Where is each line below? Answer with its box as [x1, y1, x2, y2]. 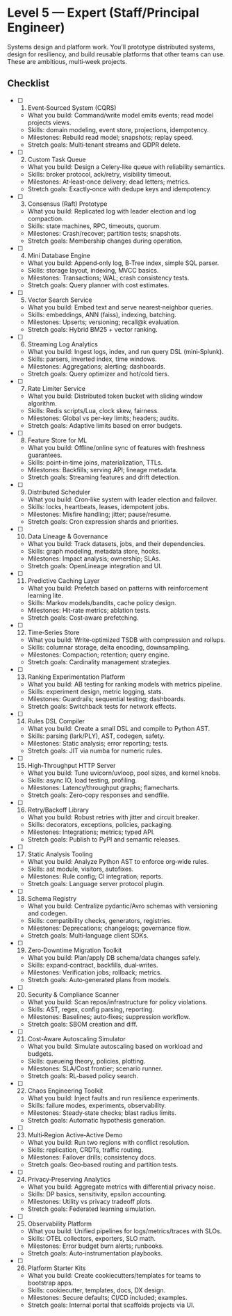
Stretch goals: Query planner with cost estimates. [27, 280, 169, 289]
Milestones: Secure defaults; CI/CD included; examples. [27, 1293, 188, 1301]
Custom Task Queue [27, 155, 86, 163]
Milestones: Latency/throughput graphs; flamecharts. [27, 783, 180, 792]
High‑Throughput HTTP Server [27, 761, 116, 769]
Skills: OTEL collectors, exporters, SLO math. [27, 1234, 156, 1242]
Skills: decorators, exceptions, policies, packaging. [27, 820, 174, 828]
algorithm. [27, 399, 57, 408]
